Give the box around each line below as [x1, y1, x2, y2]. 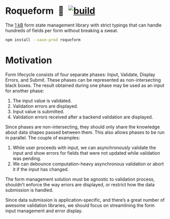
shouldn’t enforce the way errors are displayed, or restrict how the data [5, 181, 155, 187]
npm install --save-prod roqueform [5, 37, 81, 42]
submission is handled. [5, 187, 53, 193]
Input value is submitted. [12, 108, 65, 114]
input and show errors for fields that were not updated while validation [12, 150, 160, 156]
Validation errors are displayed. [12, 103, 78, 109]
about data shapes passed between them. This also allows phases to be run [5, 129, 165, 135]
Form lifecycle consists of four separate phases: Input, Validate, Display [5, 71, 155, 78]
